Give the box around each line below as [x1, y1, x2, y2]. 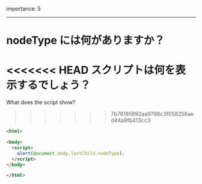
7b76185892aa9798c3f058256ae [111, 111, 194, 118]
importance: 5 [6, 5, 41, 12]
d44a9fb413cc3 [111, 117, 151, 124]
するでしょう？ [17, 78, 91, 92]
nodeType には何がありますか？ [6, 34, 165, 48]
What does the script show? [6, 99, 76, 106]
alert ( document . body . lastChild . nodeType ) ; [17, 150, 125, 156]
